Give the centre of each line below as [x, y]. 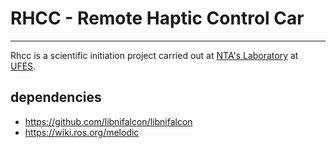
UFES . [23, 66]
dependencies [56, 97]
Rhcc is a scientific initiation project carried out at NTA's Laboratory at [154, 55]
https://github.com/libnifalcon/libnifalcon [108, 121]
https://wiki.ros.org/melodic [82, 132]
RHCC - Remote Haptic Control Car [157, 18]
